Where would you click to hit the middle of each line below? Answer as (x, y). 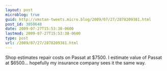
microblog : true (22, 15)
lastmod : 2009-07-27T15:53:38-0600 (43, 33)
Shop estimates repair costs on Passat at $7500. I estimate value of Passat (83, 57)
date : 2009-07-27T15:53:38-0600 (39, 29)
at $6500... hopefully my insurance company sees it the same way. (76, 63)
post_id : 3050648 (24, 24)
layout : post (19, 10)
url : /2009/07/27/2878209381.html (42, 43)
